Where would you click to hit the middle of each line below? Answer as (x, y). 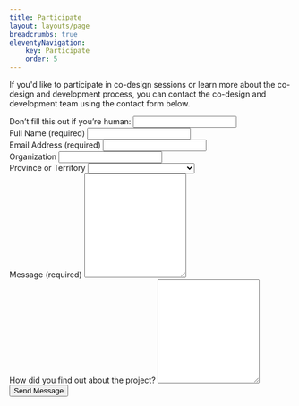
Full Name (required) (47, 133)
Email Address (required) (55, 145)
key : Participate (58, 51)
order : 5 (42, 59)
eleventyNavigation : (48, 42)
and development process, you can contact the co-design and (151, 94)
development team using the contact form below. (100, 103)
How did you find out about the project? (83, 380)
